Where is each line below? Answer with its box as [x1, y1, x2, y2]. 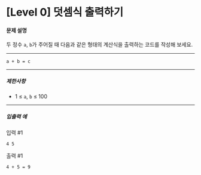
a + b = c [6, 59, 31, 65]
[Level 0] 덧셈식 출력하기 [6, 5, 124, 19]
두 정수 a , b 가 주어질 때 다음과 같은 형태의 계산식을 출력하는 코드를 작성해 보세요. [6, 41, 193, 48]
